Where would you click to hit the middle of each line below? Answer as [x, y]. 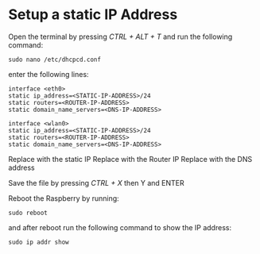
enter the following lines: [49, 74]
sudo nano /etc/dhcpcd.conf [55, 60]
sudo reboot [28, 213]
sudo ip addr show [39, 242]
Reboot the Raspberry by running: [64, 198]
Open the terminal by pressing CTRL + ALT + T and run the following [120, 37]
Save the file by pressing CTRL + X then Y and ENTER [96, 183]
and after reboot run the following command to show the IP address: [120, 227]
